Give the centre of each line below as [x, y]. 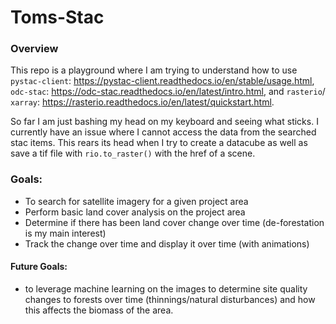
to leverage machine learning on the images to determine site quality [166, 288]
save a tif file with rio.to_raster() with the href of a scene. [133, 153]
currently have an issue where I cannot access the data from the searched [163, 132]
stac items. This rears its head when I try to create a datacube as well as [159, 143]
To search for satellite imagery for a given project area [136, 201]
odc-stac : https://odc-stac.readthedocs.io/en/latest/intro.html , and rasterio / [168, 92]
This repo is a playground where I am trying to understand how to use [154, 70]
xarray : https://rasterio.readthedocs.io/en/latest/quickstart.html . [142, 102]
